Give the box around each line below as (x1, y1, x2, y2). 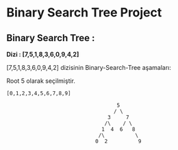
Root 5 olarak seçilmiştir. (6, 77, 76, 85)
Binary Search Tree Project (6, 5, 162, 21)
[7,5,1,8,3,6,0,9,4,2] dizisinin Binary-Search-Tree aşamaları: (6, 64, 172, 71)
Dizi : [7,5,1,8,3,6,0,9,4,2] (6, 50, 79, 58)
